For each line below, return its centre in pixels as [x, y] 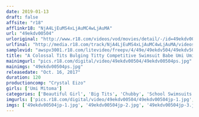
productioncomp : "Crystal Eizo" [46, 83]
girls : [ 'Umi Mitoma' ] [34, 89]
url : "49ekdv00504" [30, 34]
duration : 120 [24, 77]
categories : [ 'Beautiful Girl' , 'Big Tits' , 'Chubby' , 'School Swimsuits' [100, 94]
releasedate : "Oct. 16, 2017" [44, 72]
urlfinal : [18, 45]
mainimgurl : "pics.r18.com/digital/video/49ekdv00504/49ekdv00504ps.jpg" [99, 61]
